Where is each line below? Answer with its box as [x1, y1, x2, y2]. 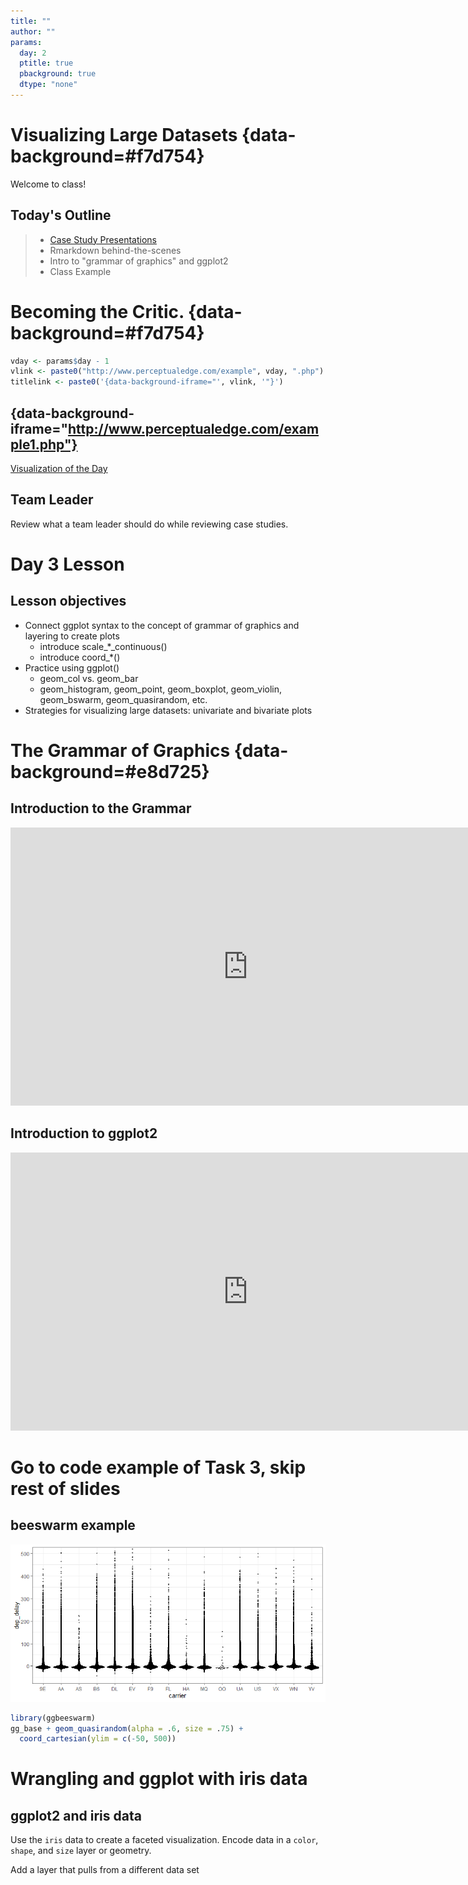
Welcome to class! [10, 178, 87, 190]
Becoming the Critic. [10, 300, 185, 323]
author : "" [10, 26, 56, 37]
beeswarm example [10, 1517, 136, 1534]
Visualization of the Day [10, 463, 108, 474]
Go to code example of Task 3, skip [10, 1456, 307, 1479]
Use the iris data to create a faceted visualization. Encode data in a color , [10, 1834, 319, 1846]
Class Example [49, 265, 112, 277]
